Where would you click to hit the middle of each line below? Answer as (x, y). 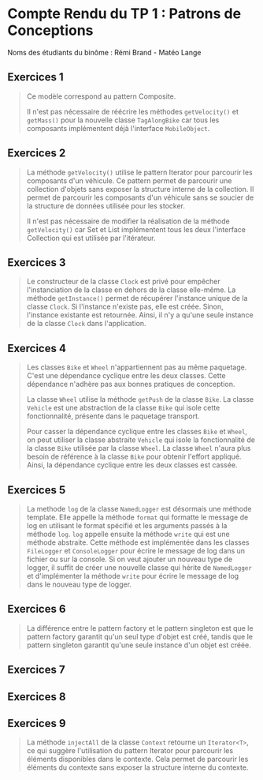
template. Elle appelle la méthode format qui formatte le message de (137, 517)
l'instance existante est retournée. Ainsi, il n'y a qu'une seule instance (140, 315)
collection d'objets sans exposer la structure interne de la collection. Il (140, 189)
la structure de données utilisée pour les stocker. (106, 205)
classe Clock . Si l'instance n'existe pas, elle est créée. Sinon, (125, 307)
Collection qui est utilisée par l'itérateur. (91, 238)
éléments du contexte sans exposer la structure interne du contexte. (137, 767)
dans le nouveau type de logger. (79, 584)
